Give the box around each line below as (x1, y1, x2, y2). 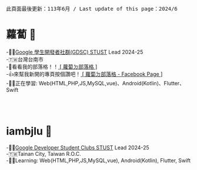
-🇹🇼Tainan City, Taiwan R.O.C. (6, 150, 81, 157)
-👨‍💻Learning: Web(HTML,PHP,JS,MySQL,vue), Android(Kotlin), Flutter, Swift (6, 156, 191, 164)
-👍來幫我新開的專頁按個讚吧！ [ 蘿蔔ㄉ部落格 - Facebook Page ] (6, 70, 163, 78)
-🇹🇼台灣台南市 (6, 55, 44, 63)
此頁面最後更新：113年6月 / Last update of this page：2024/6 (6, 5, 178, 12)
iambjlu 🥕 (6, 125, 52, 138)
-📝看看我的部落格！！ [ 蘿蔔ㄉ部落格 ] (6, 63, 98, 70)
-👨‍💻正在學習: (6, 79, 38, 86)
